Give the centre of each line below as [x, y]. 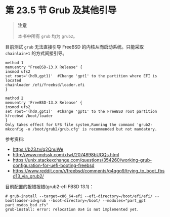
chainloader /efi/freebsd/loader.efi [45, 85]
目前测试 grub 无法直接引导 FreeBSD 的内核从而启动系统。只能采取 [75, 47]
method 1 [14, 63]
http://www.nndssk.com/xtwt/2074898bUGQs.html [66, 154]
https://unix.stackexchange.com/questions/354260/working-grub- [82, 160]
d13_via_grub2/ [28, 176]
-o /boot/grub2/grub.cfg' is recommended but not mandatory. [91, 129]
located [13, 80]
